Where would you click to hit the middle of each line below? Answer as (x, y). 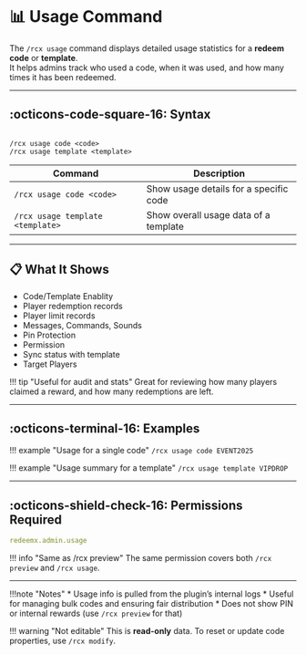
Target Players (50, 364)
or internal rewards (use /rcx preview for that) (96, 613)
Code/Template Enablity (68, 296)
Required (36, 520)
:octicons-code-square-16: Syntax (110, 114)
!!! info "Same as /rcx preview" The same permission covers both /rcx (141, 558)
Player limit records (59, 316)
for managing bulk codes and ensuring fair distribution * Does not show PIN (152, 604)
